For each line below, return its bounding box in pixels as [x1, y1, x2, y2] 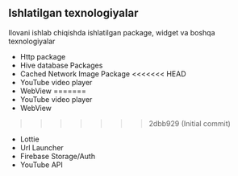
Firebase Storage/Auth [19, 151, 95, 161]
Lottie [19, 134, 40, 144]
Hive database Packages [19, 60, 103, 70]
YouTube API [19, 160, 63, 170]
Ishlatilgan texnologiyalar [8, 6, 139, 20]
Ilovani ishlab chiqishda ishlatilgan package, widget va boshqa [8, 27, 215, 37]
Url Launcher [19, 142, 65, 152]
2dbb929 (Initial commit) [148, 118, 232, 128]
